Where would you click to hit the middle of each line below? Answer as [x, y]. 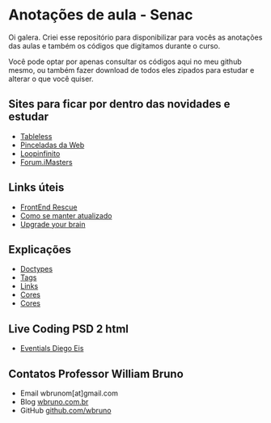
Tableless [36, 136]
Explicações [40, 250]
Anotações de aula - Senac [101, 15]
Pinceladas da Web [52, 145]
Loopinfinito [40, 153]
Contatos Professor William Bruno [96, 374]
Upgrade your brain [53, 224]
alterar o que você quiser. [51, 78]
